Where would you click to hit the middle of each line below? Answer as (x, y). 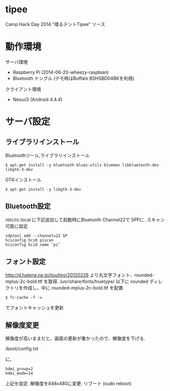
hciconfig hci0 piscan (29, 240)
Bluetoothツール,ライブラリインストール (47, 155)
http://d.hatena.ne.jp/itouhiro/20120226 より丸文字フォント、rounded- (80, 275)
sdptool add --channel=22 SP (36, 236)
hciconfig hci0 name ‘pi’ (33, 245)
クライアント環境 (23, 89)
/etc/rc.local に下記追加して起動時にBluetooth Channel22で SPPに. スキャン (85, 220)
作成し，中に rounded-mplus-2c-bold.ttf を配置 (73, 288)
